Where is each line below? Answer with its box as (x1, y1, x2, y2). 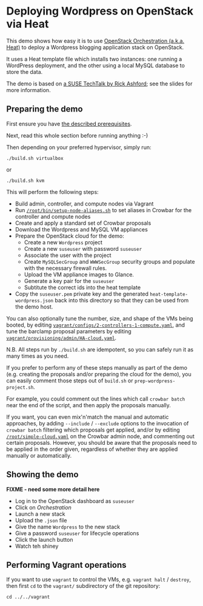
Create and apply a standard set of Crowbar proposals (15, 219, 151, 227)
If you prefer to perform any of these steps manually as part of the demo (6, 364, 188, 371)
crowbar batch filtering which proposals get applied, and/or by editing (6, 426, 180, 433)
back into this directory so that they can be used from (54, 296, 189, 304)
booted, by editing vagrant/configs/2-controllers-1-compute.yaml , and (6, 321, 185, 328)
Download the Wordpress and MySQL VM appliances (15, 225, 148, 233)
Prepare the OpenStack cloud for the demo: (15, 232, 124, 239)
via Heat (6, 17, 49, 31)
